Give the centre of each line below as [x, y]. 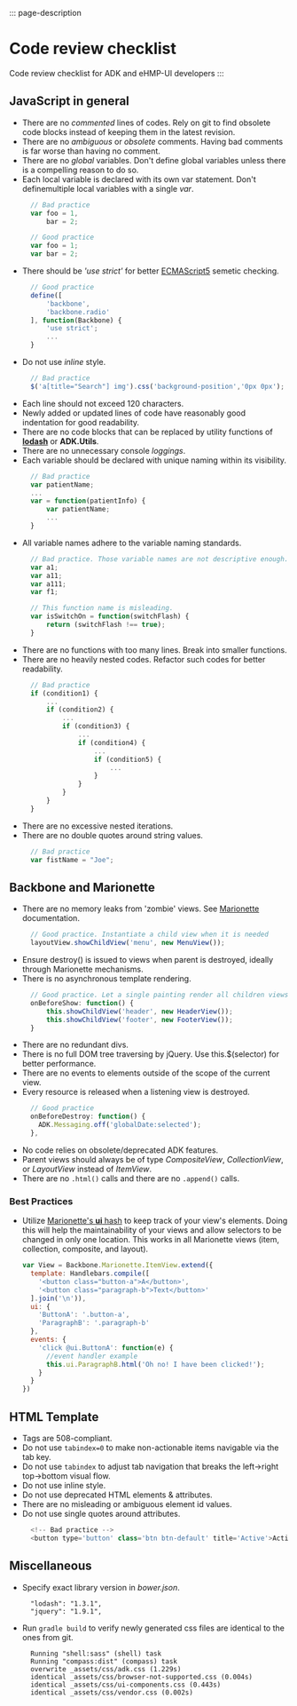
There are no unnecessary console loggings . [104, 450]
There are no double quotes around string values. [113, 835]
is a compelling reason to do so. [80, 170]
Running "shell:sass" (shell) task [96, 1654]
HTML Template [54, 1417]
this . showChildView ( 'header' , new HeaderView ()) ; [139, 1012]
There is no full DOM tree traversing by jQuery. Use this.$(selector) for [151, 1054]
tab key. [36, 1457]
